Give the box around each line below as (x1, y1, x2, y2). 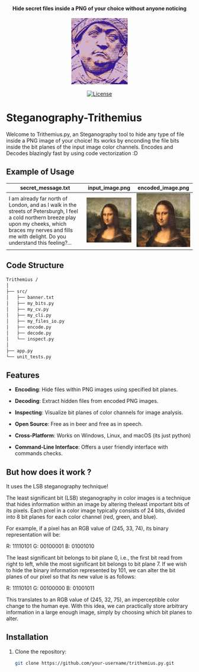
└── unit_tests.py (6, 354, 52, 360)
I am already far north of (8, 195, 68, 202)
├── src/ (6, 289, 28, 295)
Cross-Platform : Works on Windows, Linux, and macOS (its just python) (14, 432, 191, 439)
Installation (6, 632, 49, 642)
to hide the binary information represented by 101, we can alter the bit (6, 567, 176, 574)
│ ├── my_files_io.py (6, 318, 65, 324)
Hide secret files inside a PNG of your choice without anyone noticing (12, 5, 187, 12)
